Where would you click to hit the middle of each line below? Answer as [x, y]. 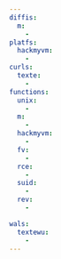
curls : [21, 68]
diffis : [23, 17]
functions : [29, 92]
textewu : [33, 232]
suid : [27, 183]
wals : [19, 223]
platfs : [23, 42]
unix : [27, 100]
